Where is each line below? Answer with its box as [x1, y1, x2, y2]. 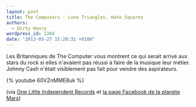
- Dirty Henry [11, 25, 47, 32]
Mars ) [6, 95, 21, 102]
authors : [6, 20, 28, 26]
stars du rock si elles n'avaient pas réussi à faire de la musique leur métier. [6, 59, 191, 66]
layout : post [6, 8, 39, 15]
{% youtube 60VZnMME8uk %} [6, 77, 85, 84]
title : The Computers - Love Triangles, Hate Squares [6, 14, 144, 20]
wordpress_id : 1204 [6, 31, 55, 37]
